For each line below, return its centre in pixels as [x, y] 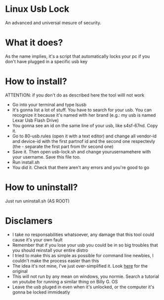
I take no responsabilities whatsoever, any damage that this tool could [83, 234]
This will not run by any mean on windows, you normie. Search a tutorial [86, 276]
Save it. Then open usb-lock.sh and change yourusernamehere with [82, 152]
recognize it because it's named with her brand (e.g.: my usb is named [84, 115]
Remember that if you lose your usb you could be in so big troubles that [85, 245]
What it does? [34, 43]
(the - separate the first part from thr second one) [63, 146]
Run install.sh [26, 162]
